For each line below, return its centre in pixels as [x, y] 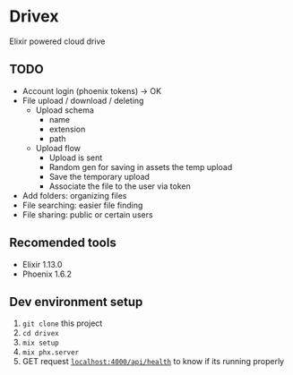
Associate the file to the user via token [120, 186]
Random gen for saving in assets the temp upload [141, 166]
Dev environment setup [76, 302]
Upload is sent [76, 158]
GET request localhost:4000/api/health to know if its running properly [153, 362]
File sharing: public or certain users [88, 214]
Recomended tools [63, 243]
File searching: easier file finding [82, 205]
